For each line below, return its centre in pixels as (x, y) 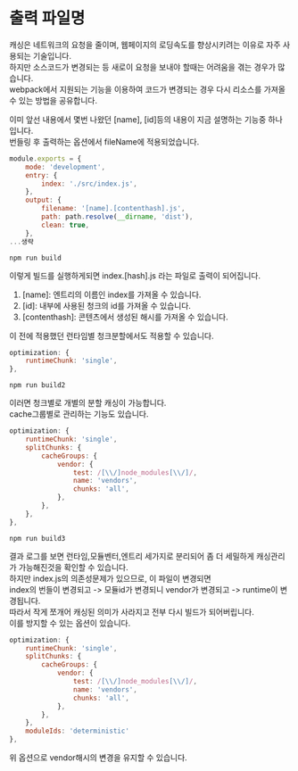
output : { (44, 200)
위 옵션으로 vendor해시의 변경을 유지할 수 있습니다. (98, 758)
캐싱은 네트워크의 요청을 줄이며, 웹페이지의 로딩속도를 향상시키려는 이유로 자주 (145, 45)
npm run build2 (37, 385)
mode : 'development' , (65, 167)
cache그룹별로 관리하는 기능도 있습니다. (79, 414)
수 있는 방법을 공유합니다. (54, 100)
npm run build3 (37, 538)
